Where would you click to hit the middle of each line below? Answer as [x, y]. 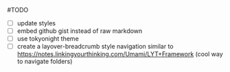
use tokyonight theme [48, 39]
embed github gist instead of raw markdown [80, 31]
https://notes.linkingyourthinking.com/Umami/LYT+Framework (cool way [120, 54]
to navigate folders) [45, 62]
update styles [36, 23]
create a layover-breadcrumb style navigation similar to [95, 47]
